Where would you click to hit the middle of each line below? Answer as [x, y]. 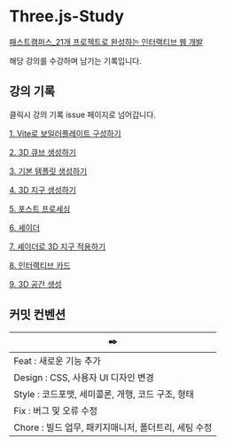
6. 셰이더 [24, 227]
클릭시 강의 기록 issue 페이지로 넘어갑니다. [83, 114]
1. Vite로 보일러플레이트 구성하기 [65, 133]
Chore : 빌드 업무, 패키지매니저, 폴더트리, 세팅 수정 [113, 427]
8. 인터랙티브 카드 [40, 265]
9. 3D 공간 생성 [35, 284]
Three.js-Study [66, 16]
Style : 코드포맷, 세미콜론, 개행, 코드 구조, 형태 [104, 394]
